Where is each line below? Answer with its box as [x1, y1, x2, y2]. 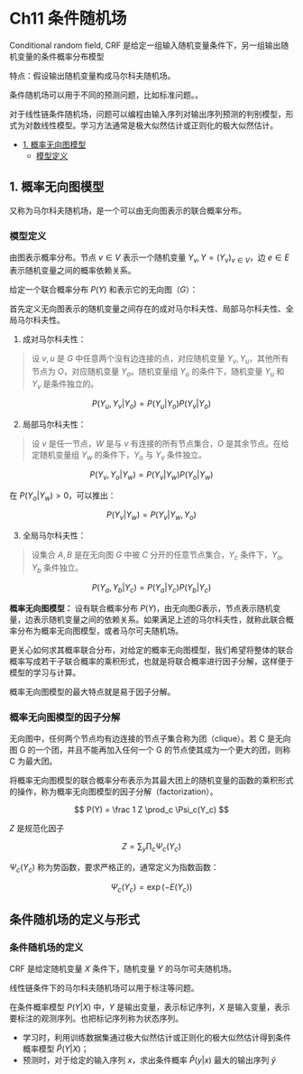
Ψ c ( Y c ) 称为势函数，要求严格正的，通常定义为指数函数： [9, 861, 219, 875]
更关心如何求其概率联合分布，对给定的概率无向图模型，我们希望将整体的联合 [9, 644, 294, 655]
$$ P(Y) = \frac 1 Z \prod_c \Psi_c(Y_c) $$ [73, 804, 230, 815]
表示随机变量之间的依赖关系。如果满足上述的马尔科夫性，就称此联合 [32, 614, 286, 625]
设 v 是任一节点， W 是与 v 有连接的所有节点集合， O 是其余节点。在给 [31, 439, 289, 449]
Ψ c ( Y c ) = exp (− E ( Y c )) [110, 881, 193, 894]
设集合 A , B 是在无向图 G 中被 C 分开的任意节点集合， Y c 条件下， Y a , [31, 550, 284, 562]
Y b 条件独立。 [31, 562, 84, 575]
